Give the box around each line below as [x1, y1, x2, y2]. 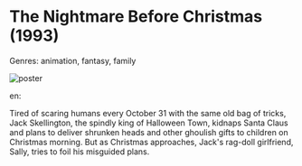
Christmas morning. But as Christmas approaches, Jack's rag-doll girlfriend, [9, 136, 294, 147]
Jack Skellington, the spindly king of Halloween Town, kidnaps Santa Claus [9, 117, 288, 128]
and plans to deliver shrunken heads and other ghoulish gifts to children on [9, 126, 289, 137]
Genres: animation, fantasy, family [9, 55, 137, 66]
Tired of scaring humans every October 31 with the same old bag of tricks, [9, 107, 287, 118]
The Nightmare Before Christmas [9, 6, 263, 27]
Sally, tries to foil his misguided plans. [9, 146, 150, 157]
